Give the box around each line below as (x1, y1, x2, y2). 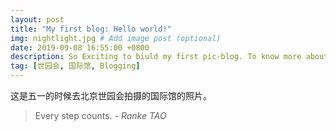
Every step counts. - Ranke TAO (34, 110, 167, 121)
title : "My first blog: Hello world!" (10, 24, 172, 34)
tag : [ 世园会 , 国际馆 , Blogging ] (10, 61, 141, 71)
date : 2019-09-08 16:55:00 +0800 (10, 42, 150, 53)
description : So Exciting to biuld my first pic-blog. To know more (10, 52, 302, 62)
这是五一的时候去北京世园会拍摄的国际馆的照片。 (10, 90, 212, 101)
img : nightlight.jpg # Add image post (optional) (10, 33, 222, 43)
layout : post (10, 14, 65, 25)
